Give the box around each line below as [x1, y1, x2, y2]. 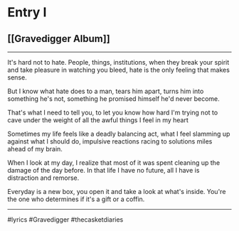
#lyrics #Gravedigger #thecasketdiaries [7, 215, 124, 224]
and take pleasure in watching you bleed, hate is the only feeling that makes [7, 65, 230, 74]
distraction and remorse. [7, 173, 80, 182]
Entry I [7, 4, 47, 21]
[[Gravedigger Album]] [7, 33, 110, 45]
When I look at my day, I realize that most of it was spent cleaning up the [7, 159, 221, 167]
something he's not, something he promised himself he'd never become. [7, 95, 221, 103]
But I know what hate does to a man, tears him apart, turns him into [7, 87, 204, 95]
